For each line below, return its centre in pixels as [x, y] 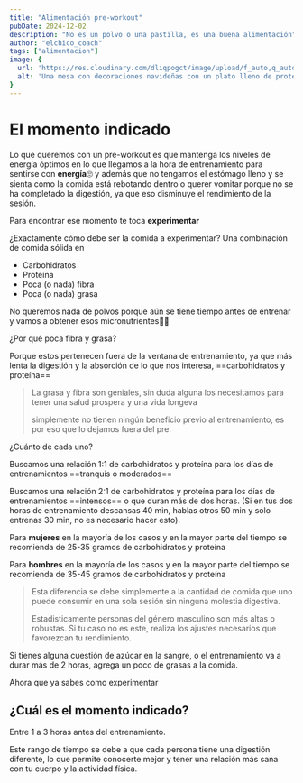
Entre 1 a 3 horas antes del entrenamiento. [87, 732]
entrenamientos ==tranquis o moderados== [91, 474]
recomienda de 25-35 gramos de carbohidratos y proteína [118, 547]
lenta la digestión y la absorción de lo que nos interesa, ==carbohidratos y [147, 365]
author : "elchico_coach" [56, 43]
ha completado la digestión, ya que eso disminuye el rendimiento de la [140, 193]
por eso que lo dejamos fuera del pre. [101, 428]
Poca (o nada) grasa [60, 293]
